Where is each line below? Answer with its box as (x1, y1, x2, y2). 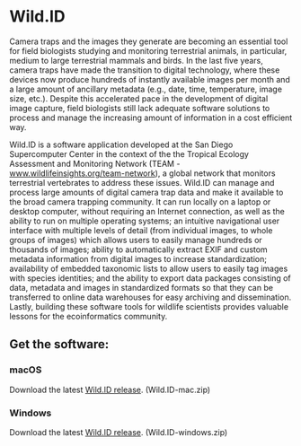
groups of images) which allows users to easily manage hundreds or (9, 234, 262, 245)
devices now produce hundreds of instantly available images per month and (9, 74, 290, 84)
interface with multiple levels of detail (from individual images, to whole (9, 224, 273, 235)
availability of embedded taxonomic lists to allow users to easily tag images (9, 263, 288, 274)
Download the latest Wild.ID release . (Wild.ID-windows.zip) (9, 426, 228, 437)
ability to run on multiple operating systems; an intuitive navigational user (9, 215, 280, 226)
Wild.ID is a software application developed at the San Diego (9, 139, 234, 150)
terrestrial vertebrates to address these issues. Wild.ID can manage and (9, 177, 275, 188)
